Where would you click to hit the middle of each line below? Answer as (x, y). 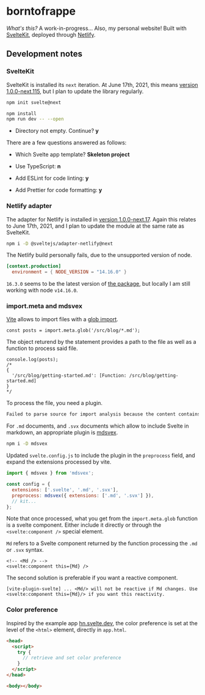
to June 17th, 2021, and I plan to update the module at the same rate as (95, 226)
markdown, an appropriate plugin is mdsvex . (62, 433)
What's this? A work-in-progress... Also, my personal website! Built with (97, 28)
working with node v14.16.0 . (42, 290)
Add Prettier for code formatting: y (59, 190)
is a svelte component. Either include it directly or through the (84, 525)
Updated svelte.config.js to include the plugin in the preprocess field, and (101, 455)
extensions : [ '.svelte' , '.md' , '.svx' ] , (65, 490)
